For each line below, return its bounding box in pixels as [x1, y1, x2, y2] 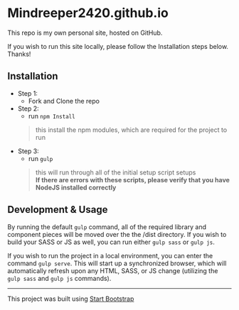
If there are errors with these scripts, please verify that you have [35, 175, 230, 184]
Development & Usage [7, 204, 108, 216]
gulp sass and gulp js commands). [7, 274, 112, 282]
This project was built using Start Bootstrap [7, 294, 134, 303]
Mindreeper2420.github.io [7, 5, 169, 21]
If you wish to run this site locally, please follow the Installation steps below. [7, 42, 229, 50]
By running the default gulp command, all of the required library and [7, 222, 207, 231]
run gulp [28, 154, 53, 162]
